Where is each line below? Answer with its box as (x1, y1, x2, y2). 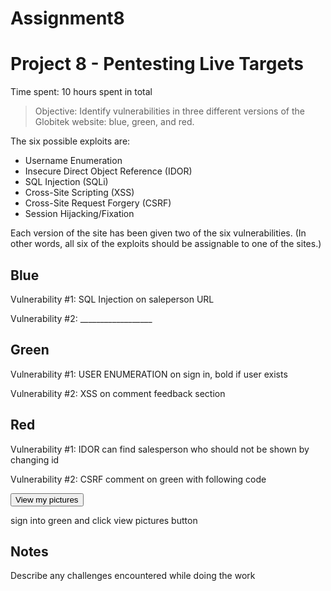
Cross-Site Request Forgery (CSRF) (24, 197, 172, 209)
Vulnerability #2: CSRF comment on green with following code (10, 473, 267, 485)
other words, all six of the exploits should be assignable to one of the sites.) (10, 238, 322, 250)
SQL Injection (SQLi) (24, 176, 109, 188)
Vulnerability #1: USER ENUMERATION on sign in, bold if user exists (10, 368, 288, 380)
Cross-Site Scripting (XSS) (24, 187, 135, 199)
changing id (10, 453, 60, 466)
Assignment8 (10, 7, 125, 30)
